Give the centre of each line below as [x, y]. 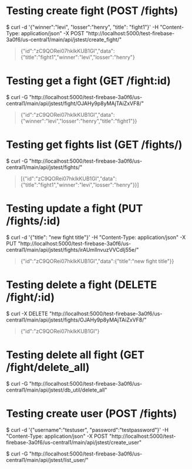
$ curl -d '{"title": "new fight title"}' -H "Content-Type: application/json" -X [96, 237]
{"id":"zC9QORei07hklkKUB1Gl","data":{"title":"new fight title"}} [97, 261]
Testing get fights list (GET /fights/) [94, 145]
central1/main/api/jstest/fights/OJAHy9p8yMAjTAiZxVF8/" [76, 320]
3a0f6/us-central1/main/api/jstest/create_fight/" [64, 39]
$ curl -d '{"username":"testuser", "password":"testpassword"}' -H [87, 430]
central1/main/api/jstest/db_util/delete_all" [57, 390]
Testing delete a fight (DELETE [82, 284]
